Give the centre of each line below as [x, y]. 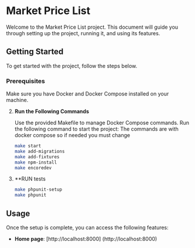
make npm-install [36, 162]
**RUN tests [30, 179]
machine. [17, 100]
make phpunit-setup [38, 190]
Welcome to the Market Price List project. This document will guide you [92, 27]
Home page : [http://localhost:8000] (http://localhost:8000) [86, 239]
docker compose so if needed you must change [72, 135]
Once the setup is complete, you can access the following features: [87, 227]
